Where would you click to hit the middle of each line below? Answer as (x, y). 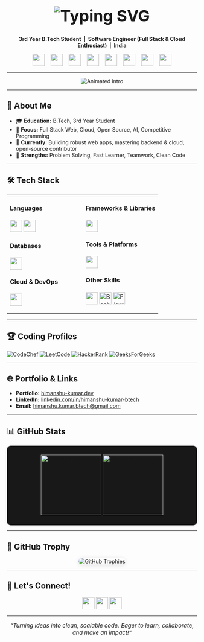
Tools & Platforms (111, 244)
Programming (33, 136)
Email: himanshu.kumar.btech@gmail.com (68, 406)
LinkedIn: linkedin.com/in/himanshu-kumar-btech (77, 399)
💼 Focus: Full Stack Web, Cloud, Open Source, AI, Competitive (93, 129)
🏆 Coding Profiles (42, 337)
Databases (26, 246)
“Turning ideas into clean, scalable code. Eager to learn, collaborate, (102, 625)
